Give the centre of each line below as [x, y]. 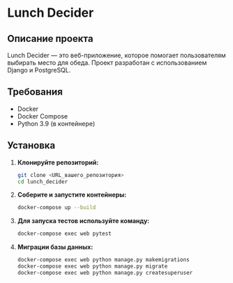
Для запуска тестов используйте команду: [83, 221]
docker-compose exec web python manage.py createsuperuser [105, 273]
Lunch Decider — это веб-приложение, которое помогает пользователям [117, 55]
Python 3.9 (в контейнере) [56, 123]
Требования [35, 92]
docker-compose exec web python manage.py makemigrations [103, 260]
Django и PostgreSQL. [39, 70]
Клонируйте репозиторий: [58, 162]
